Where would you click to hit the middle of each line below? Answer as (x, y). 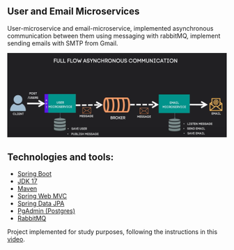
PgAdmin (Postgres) (46, 211)
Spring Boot (34, 174)
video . (16, 240)
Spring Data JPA (41, 204)
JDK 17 (27, 182)
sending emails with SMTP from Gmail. (63, 43)
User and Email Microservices (73, 12)
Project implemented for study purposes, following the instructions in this (112, 232)
